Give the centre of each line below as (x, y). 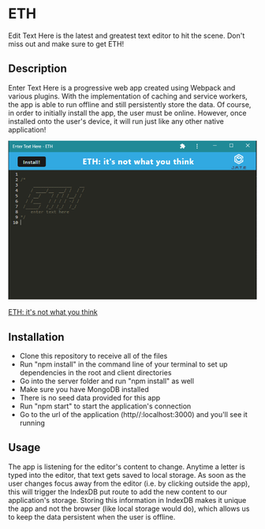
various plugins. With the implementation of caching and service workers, (128, 96)
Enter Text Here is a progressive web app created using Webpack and (122, 88)
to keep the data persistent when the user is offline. (92, 516)
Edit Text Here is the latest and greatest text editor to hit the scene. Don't (127, 35)
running (32, 423)
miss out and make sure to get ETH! (66, 43)
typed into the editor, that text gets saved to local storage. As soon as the (127, 475)
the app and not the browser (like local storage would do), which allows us (129, 509)
